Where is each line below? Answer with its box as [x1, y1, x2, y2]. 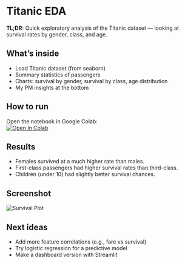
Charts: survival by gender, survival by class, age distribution [15, 77, 168, 84]
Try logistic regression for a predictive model [15, 245, 127, 251]
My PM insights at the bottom [15, 84, 89, 91]
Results [6, 142, 36, 152]
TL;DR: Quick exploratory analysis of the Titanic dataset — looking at [6, 24, 179, 32]
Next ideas [6, 222, 48, 232]
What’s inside [6, 49, 59, 59]
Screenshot [6, 188, 52, 199]
